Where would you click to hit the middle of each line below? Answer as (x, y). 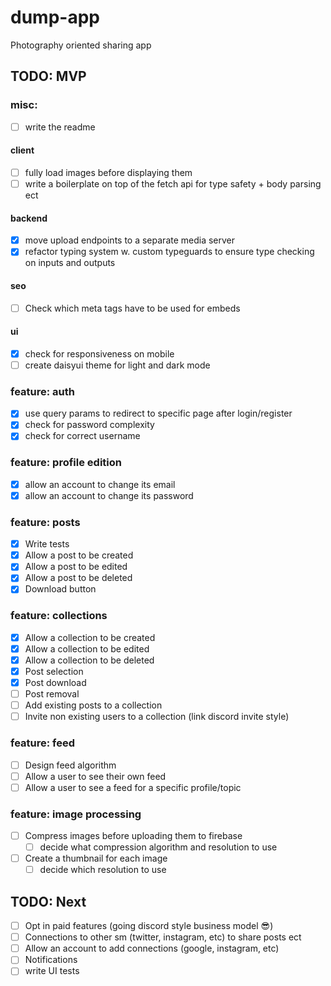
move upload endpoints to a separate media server (130, 240)
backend (29, 218)
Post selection (54, 671)
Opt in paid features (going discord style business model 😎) (149, 926)
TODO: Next (48, 901)
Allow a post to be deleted (78, 578)
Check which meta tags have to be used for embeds (132, 308)
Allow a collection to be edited (87, 648)
